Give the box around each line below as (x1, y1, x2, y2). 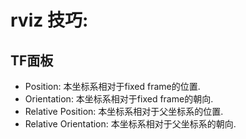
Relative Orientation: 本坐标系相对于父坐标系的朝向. (24, 118, 237, 130)
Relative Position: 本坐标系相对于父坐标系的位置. (24, 106, 224, 117)
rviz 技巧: (10, 9, 89, 32)
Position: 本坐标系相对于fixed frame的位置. (24, 81, 201, 92)
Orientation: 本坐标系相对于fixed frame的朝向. (24, 93, 214, 105)
